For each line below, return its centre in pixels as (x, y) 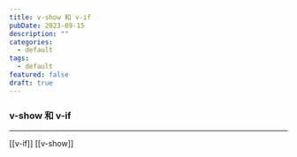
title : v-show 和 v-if (50, 17)
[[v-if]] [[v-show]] (42, 143)
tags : (19, 58)
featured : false (39, 75)
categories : (31, 42)
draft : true (31, 83)
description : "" (39, 34)
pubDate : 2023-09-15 (47, 26)
